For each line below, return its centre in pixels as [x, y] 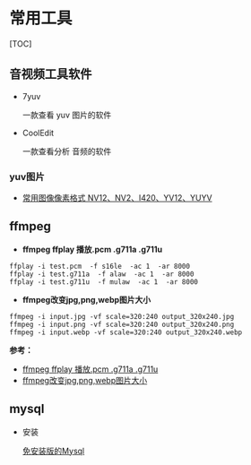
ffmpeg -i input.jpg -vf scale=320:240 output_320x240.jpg [122, 316]
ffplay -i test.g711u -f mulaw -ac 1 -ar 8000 [104, 282]
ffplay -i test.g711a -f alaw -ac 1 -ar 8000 [102, 274]
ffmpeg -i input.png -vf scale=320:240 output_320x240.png [122, 324]
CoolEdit [38, 133]
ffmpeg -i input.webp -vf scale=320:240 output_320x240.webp [126, 332]
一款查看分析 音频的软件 [67, 151]
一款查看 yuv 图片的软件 [67, 115]
